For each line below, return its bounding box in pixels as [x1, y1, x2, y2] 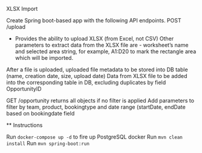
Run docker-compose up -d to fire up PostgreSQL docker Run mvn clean [6, 133, 183, 140]
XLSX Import [6, 5, 38, 12]
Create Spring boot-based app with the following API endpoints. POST [6, 17, 181, 24]
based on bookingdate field [6, 110, 75, 117]
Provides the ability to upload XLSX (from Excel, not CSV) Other [15, 35, 174, 42]
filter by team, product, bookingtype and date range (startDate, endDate [6, 103, 186, 111]
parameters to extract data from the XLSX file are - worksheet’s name [15, 42, 189, 48]
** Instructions [6, 122, 43, 129]
